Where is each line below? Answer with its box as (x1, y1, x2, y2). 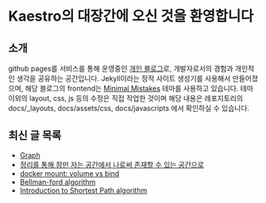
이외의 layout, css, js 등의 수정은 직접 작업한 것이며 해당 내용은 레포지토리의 (8, 94, 244, 103)
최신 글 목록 (8, 128, 62, 143)
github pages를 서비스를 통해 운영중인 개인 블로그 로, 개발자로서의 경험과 (8, 64, 233, 73)
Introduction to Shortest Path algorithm (19, 186, 148, 195)
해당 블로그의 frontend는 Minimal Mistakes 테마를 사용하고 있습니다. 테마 (25, 84, 254, 93)
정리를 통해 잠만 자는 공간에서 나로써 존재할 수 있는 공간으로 (19, 159, 205, 169)
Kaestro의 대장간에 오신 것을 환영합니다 (8, 7, 254, 25)
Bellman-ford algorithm (19, 177, 96, 186)
